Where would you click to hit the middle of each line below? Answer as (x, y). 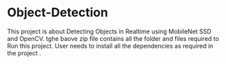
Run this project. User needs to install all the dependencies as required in (110, 46)
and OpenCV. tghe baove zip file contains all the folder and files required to (113, 38)
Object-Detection (58, 13)
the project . (24, 53)
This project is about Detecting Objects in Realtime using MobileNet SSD (109, 31)
